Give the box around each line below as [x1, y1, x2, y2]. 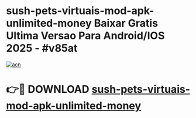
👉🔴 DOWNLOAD [6, 83, 90, 96]
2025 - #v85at [6, 42, 78, 55]
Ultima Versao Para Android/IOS [6, 29, 165, 42]
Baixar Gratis [94, 16, 159, 30]
